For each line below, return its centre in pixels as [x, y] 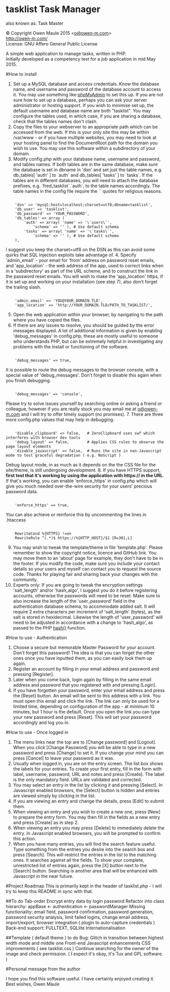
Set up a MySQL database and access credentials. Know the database [86, 84]
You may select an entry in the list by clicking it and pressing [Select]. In [88, 785]
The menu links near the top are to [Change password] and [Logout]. [84, 742]
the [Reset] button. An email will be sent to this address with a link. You [87, 696]
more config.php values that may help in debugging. [60, 420]
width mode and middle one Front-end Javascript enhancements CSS [78, 943]
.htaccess [16, 520]
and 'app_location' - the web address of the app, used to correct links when [84, 266]
